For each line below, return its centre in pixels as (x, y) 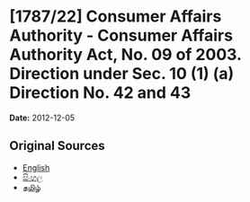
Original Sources (57, 146)
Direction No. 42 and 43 (100, 93)
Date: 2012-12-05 (42, 118)
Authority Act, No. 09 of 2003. (125, 55)
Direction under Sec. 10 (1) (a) (122, 74)
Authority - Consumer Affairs (121, 35)
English (36, 167)
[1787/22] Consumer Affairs (116, 17)
